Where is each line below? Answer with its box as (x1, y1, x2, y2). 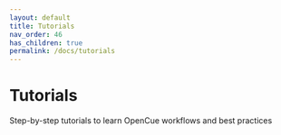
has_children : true (9, 38, 83, 48)
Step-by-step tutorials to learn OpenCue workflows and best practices (9, 115, 273, 126)
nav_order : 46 (9, 30, 63, 39)
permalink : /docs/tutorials (9, 47, 116, 56)
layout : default (9, 13, 71, 22)
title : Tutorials (9, 22, 75, 31)
